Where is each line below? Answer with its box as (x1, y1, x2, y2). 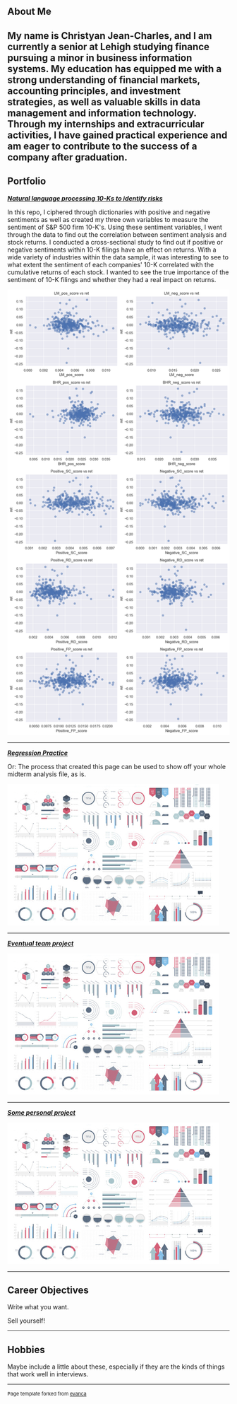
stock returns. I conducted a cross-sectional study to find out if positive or (7, 238, 224, 246)
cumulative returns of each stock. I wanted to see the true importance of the (7, 268, 229, 276)
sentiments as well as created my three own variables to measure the (7, 215, 209, 223)
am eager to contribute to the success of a (7, 140, 197, 152)
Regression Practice (7, 749, 68, 757)
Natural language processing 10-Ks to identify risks (7, 194, 163, 202)
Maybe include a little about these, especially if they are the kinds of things (7, 1362, 225, 1371)
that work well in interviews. (7, 1370, 89, 1379)
